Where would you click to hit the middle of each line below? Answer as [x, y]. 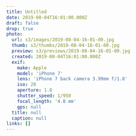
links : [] [19, 124]
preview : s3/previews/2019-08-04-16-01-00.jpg [71, 51]
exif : [19, 62]
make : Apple [32, 68]
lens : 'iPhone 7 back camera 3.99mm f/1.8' [73, 79]
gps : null [29, 107]
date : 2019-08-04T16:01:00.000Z [47, 17]
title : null [27, 113]
